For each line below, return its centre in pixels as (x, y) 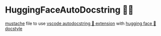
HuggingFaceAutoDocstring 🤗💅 (69, 10)
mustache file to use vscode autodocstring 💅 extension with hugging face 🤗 (81, 23)
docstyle (14, 28)
